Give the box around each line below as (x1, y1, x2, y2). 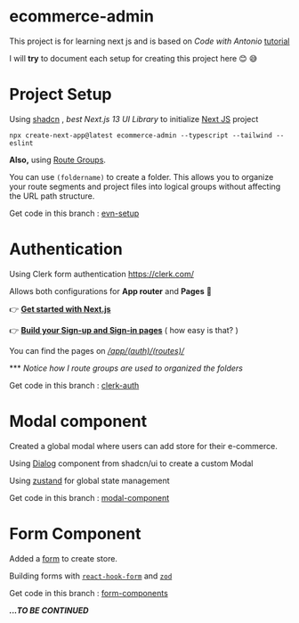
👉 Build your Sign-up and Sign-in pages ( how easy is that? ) (9, 324, 238, 335)
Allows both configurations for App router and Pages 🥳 (9, 285, 212, 296)
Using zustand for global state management (9, 475, 171, 486)
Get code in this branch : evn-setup (9, 208, 140, 218)
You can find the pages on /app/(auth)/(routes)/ (9, 345, 185, 356)
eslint (9, 138, 34, 148)
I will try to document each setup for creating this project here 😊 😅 (9, 53, 258, 63)
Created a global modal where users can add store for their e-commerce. (9, 440, 278, 451)
